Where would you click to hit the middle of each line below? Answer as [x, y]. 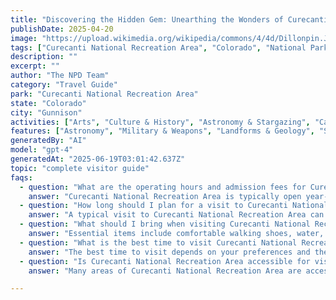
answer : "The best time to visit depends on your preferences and [169, 252]
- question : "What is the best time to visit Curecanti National [158, 242]
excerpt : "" [35, 66]
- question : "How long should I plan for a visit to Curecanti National [174, 206]
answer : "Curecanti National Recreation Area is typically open [165, 196]
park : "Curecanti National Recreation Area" [104, 94]
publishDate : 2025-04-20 [62, 29]
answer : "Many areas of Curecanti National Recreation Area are [165, 271]
